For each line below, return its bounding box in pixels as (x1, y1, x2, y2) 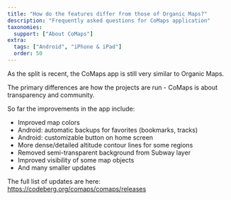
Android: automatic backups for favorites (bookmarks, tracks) (17, 126, 198, 134)
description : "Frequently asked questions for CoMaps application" (7, 17, 211, 24)
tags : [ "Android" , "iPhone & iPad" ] (13, 43, 122, 50)
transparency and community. (7, 90, 95, 99)
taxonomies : (7, 23, 43, 30)
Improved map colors (17, 118, 80, 126)
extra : (7, 37, 27, 44)
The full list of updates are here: (7, 177, 101, 185)
